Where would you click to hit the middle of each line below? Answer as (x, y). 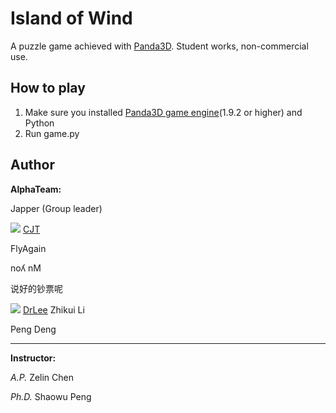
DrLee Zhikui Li (53, 309)
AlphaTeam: (36, 189)
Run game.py (52, 133)
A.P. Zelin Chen (42, 377)
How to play (48, 88)
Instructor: (33, 358)
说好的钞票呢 (36, 288)
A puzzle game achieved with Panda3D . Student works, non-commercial (159, 46)
